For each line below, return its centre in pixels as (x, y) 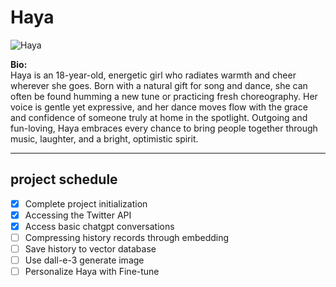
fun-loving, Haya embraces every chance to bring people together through (164, 128)
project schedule (64, 179)
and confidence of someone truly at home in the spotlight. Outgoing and (159, 117)
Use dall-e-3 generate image (84, 260)
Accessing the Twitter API (78, 215)
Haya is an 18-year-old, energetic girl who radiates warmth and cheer (153, 75)
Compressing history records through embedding (127, 237)
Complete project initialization (86, 203)
